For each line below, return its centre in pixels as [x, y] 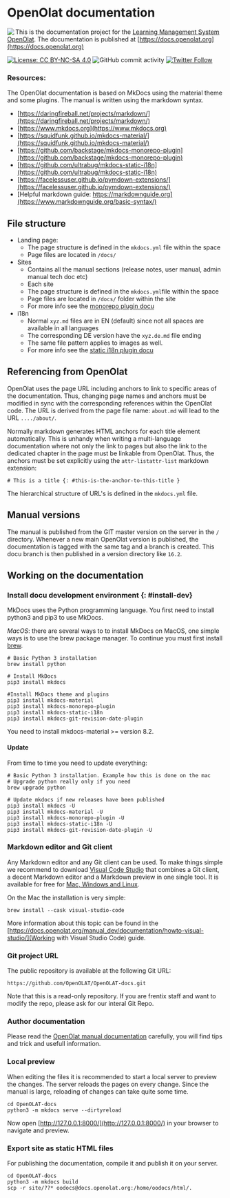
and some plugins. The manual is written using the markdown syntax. [106, 100]
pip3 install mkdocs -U [41, 806]
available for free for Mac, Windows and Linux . [73, 884]
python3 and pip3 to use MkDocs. [55, 618]
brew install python [37, 665]
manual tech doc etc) [57, 277]
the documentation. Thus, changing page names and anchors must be [107, 396]
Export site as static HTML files [60, 1148]
